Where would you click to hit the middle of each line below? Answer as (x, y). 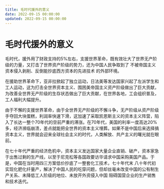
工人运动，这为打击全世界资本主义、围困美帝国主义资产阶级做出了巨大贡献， (82, 87)
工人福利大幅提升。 (24, 100)
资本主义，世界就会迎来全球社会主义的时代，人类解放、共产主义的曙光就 (78, 134)
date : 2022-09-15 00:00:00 (32, 14)
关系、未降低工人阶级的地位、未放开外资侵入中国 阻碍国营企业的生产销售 (82, 175)
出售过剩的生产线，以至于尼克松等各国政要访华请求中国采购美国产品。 (80, 157)
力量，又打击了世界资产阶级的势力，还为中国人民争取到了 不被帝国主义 (85, 65)
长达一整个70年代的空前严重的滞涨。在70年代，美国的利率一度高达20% (85, 122)
